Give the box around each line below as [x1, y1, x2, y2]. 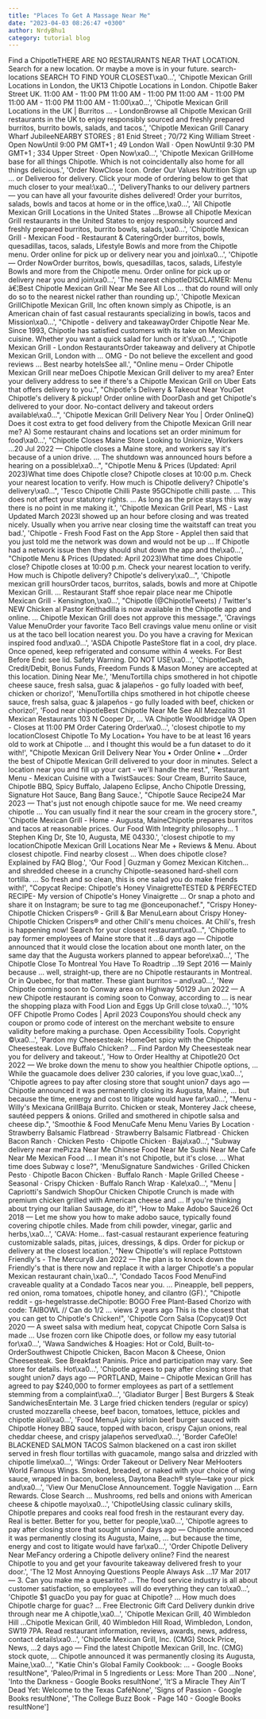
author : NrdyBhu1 [8, 26, 66, 34]
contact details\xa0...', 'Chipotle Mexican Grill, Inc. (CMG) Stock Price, [8, 1635, 237, 1644]
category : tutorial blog [8, 33, 91, 42]
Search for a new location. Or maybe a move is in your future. [8, 64, 210, 74]
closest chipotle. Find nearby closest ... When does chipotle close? [8, 850, 227, 859]
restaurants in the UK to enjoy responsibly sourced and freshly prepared [8, 114, 245, 124]
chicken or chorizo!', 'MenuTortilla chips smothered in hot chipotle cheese [8, 689, 250, 699]
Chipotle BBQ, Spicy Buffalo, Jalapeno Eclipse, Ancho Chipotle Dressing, [8, 782, 246, 792]
